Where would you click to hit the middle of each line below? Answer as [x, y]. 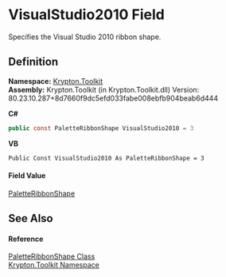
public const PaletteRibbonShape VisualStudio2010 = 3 [101, 128]
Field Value [27, 176]
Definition [33, 62]
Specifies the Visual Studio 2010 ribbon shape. [85, 37]
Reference [26, 239]
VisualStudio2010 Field [86, 15]
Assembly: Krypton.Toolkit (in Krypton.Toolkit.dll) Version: [104, 89]
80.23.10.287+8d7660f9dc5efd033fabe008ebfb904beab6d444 [113, 98]
